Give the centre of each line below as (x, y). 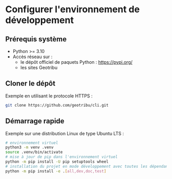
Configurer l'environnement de (72, 9)
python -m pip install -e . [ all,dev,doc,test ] (56, 171)
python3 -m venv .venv (29, 147)
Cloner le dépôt (30, 83)
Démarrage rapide (35, 121)
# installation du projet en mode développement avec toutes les (76, 166)
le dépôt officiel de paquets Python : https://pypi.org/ (77, 62)
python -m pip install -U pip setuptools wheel (57, 162)
